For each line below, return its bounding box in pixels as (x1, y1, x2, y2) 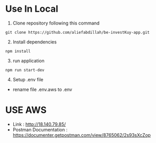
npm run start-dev (5, 67, 44, 73)
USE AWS (5, 104, 47, 116)
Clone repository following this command (12, 20, 100, 26)
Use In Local (5, 3, 59, 15)
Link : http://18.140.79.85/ (12, 121, 66, 127)
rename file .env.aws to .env (12, 86, 73, 92)
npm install (5, 49, 31, 54)
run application (12, 57, 44, 64)
